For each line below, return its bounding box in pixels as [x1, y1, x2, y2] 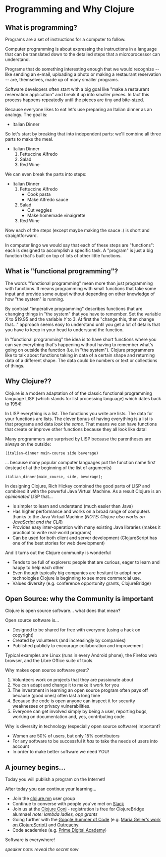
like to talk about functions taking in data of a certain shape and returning [5, 352, 155, 358]
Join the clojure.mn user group [12, 796, 75, 801]
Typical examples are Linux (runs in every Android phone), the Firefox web [5, 652, 158, 658]
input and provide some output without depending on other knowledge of [5, 291, 155, 297]
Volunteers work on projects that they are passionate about [12, 677, 134, 683]
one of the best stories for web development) [12, 540, 105, 546]
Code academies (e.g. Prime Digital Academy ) [12, 827, 107, 833]
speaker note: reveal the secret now [5, 847, 79, 853]
